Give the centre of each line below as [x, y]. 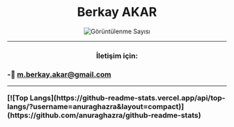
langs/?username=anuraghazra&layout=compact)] [96, 106]
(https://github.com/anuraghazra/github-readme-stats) [104, 115]
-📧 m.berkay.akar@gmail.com [59, 74]
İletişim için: [117, 56]
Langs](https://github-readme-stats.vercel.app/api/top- [127, 98]
